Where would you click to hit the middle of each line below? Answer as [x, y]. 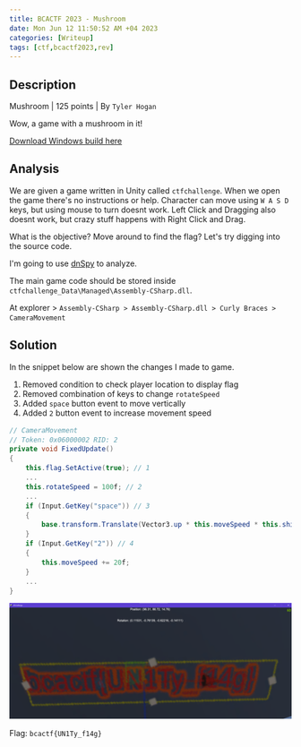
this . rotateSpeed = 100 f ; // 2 [84, 487]
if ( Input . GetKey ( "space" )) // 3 [88, 506]
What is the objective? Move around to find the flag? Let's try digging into [145, 236]
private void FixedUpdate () [62, 449]
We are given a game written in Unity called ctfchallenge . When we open [145, 190]
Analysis [34, 169]
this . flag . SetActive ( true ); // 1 [88, 468]
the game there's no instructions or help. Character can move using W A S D [149, 200]
